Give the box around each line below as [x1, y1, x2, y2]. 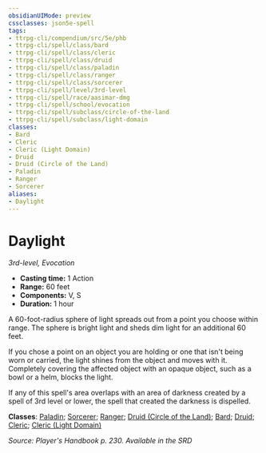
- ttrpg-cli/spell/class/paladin [8, 64, 120, 72]
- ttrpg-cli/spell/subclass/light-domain [8, 116, 149, 124]
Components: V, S [19, 291, 81, 300]
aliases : [8, 189, 38, 198]
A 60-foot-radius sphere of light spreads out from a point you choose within [8, 315, 258, 324]
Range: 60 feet [19, 282, 70, 292]
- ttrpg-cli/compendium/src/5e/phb [8, 34, 127, 42]
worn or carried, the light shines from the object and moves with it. [8, 356, 228, 365]
